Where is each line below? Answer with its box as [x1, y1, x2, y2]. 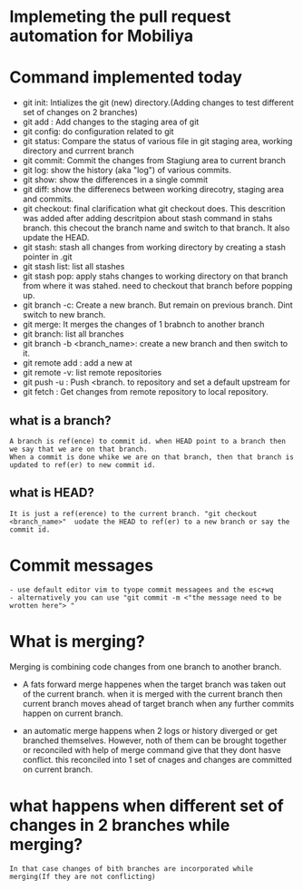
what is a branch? [9, 413, 112, 428]
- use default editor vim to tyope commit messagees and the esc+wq [9, 585, 274, 594]
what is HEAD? [9, 485, 95, 501]
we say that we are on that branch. [9, 445, 148, 454]
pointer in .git [22, 251, 73, 262]
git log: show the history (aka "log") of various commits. [22, 165, 232, 176]
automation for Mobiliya [9, 25, 193, 46]
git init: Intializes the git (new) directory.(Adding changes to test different [22, 97, 295, 108]
